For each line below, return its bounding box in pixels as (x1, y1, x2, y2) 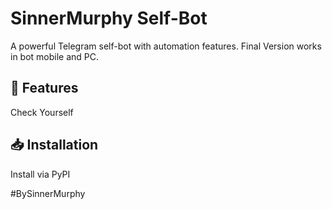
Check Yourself (10, 106, 74, 118)
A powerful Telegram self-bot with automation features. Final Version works (10, 40, 322, 52)
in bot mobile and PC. (10, 50, 100, 62)
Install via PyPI (10, 168, 71, 180)
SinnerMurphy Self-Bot (10, 7, 208, 30)
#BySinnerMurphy (10, 187, 86, 199)
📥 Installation (10, 137, 99, 154)
